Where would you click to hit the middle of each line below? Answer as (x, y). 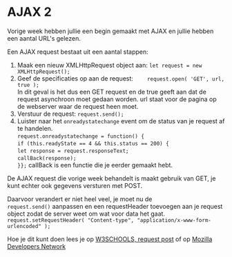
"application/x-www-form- (174, 220)
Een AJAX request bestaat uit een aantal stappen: (78, 52)
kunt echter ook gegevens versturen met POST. (75, 185)
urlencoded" (24, 226)
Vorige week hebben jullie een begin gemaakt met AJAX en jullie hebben (110, 31)
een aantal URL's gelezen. (44, 38)
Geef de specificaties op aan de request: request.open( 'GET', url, (121, 78)
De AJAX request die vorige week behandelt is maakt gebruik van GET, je (112, 178)
